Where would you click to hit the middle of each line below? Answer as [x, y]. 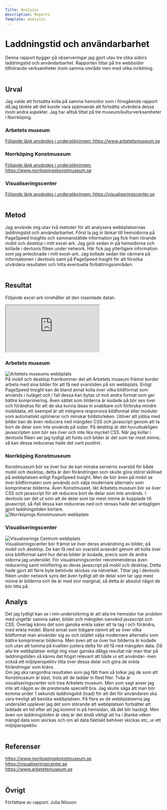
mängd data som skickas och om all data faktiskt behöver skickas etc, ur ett [83, 720]
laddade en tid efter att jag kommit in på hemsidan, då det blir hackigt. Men [82, 709]
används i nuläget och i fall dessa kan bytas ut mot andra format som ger [80, 395]
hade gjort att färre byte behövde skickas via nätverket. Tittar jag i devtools [82, 570]
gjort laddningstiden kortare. [34, 509]
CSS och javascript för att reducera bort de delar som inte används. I [76, 493]
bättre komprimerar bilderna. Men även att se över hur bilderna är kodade [81, 640]
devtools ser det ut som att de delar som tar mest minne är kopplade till [79, 498]
